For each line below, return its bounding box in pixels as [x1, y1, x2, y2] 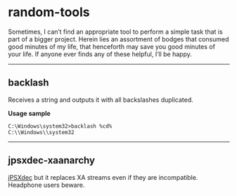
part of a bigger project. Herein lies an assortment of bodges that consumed [8, 34, 229, 43]
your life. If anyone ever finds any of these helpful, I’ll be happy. [8, 50, 193, 58]
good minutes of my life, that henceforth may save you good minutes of [8, 42, 215, 51]
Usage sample [8, 109, 51, 117]
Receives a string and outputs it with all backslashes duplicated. [8, 96, 194, 104]
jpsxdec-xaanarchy [8, 155, 96, 166]
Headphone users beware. [8, 181, 85, 189]
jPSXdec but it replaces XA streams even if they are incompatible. [8, 173, 198, 181]
